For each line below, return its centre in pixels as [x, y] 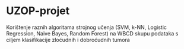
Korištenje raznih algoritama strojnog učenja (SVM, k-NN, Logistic [87, 27]
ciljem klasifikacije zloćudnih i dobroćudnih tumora [68, 40]
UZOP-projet [38, 11]
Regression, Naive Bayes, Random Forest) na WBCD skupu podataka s [92, 33]
